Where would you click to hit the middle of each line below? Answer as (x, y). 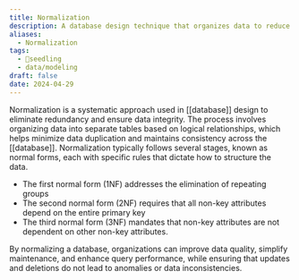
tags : (19, 51)
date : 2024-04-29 (42, 84)
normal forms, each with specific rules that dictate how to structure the (140, 157)
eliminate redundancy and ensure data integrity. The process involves (138, 119)
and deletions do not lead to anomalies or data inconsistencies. (126, 267)
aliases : (26, 34)
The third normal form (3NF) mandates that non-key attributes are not (151, 222)
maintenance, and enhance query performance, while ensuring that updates (150, 258)
